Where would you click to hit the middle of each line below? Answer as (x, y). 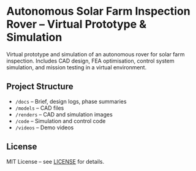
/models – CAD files (40, 108)
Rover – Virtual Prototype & (77, 24)
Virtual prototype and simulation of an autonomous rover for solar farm (96, 54)
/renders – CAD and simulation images (64, 114)
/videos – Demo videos (44, 127)
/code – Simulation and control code (60, 121)
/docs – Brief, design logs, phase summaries (71, 101)
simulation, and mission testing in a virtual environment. (77, 67)
